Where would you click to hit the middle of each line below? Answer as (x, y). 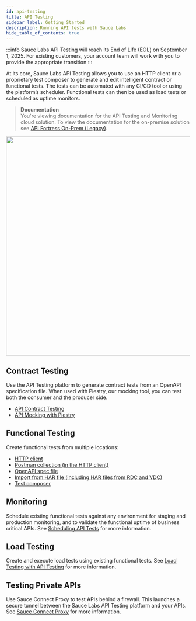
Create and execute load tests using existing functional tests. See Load (91, 561)
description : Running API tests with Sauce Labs (66, 28)
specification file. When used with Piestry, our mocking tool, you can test (94, 391)
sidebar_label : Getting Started (45, 22)
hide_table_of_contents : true (43, 33)
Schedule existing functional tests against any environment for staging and (96, 516)
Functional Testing (41, 433)
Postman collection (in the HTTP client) (62, 464)
